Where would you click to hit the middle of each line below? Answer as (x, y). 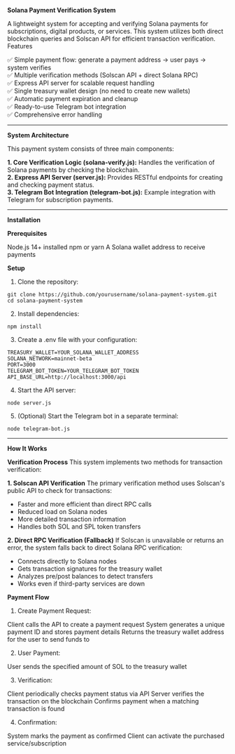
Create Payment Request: (54, 611)
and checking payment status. (51, 185)
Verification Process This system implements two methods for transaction (115, 462)
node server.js (29, 403)
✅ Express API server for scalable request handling (81, 83)
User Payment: (39, 653)
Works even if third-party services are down (81, 583)
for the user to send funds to (48, 639)
